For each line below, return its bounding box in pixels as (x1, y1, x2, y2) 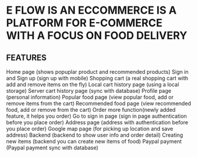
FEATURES (6, 52, 47, 62)
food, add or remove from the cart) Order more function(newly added (6, 106, 176, 113)
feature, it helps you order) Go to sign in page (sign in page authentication (6, 112, 187, 120)
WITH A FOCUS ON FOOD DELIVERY (6, 29, 188, 42)
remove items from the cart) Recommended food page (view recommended (6, 100, 192, 107)
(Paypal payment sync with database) (6, 144, 99, 151)
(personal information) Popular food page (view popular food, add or (6, 93, 174, 101)
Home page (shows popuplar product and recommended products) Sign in (6, 68, 189, 75)
